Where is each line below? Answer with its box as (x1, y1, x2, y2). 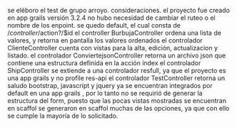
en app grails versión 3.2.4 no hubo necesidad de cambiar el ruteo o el (7, 13, 216, 22)
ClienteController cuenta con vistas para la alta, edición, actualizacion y (7, 44, 218, 52)
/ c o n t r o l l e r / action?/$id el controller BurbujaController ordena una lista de (7, 28, 221, 37)
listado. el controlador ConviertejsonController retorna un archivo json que (7, 51, 226, 60)
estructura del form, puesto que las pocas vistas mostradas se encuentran (7, 96, 227, 105)
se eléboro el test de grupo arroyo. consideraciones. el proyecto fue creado (7, 6, 231, 14)
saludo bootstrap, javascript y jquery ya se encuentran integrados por (7, 82, 213, 89)
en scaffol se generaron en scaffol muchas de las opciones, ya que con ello (7, 104, 230, 112)
